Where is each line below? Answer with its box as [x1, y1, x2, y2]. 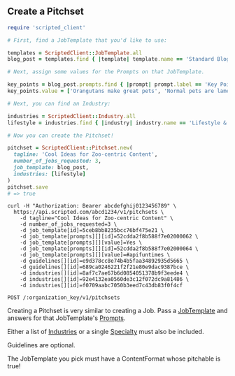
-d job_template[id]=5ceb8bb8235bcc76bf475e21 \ [20, 227, 164, 234]
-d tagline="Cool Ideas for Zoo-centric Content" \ [20, 215, 173, 222]
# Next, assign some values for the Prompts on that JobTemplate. [7, 68, 205, 75]
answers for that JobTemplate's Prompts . [7, 314, 126, 322]
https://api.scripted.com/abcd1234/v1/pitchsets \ [13, 209, 164, 216]
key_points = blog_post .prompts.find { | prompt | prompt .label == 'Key [7, 81, 218, 88]
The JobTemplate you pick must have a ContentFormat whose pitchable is [7, 354, 221, 363]
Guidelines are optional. [7, 341, 76, 349]
